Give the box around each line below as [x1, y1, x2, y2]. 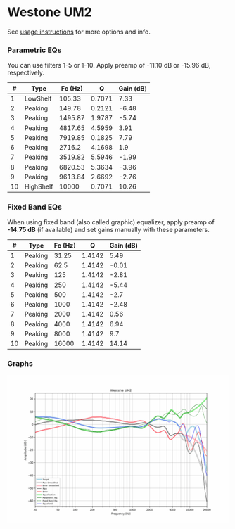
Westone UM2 [7, 4, 93, 20]
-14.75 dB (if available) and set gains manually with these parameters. [7, 226, 210, 234]
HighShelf [24, 182, 53, 191]
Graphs [7, 359, 33, 369]
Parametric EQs [7, 45, 62, 55]
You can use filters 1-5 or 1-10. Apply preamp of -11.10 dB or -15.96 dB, [7, 61, 211, 70]
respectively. [7, 68, 44, 77]
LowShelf [24, 94, 52, 103]
